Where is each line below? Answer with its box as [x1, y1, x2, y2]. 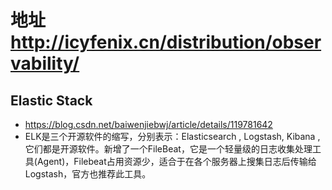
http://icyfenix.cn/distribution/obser [10, 31, 322, 54]
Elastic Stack [10, 92, 93, 109]
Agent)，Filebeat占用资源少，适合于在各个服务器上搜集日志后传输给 [36, 156, 317, 167]
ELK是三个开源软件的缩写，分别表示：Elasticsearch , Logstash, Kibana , [24, 131, 321, 142]
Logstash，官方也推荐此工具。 [24, 168, 152, 180]
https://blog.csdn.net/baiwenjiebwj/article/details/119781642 [24, 119, 273, 130]
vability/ [10, 52, 80, 75]
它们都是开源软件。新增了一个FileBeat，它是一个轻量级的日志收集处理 [24, 143, 313, 155]
